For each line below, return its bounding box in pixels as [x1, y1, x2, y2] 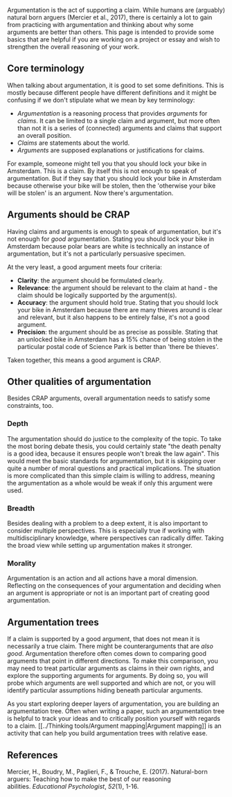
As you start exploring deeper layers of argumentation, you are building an [7, 699, 220, 708]
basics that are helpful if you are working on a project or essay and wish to [7, 35, 220, 44]
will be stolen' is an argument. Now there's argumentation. [7, 188, 174, 197]
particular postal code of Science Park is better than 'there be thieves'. [17, 342, 220, 350]
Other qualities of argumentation [7, 376, 152, 388]
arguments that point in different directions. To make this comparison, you [7, 657, 218, 665]
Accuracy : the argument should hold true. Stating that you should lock [17, 298, 219, 307]
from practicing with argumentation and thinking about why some [7, 21, 194, 28]
